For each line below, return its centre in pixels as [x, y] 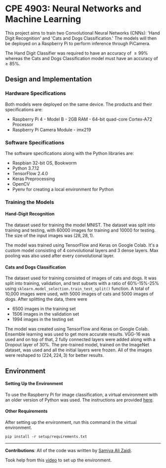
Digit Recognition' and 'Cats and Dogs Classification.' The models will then [81, 38]
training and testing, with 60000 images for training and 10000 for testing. [80, 230]
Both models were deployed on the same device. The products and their [79, 104]
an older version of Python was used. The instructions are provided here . [80, 400]
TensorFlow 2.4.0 [30, 173]
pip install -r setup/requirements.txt [46, 437]
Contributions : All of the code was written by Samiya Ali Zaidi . [69, 451]
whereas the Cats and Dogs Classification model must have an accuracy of [82, 58]
